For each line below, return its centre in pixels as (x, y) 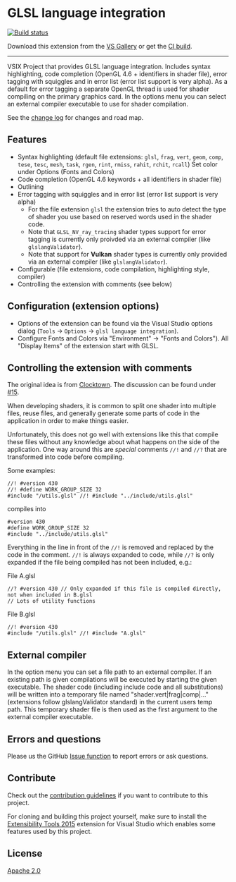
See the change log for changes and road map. (76, 117)
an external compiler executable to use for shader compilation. (98, 104)
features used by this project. (50, 831)
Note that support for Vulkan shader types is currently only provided (127, 254)
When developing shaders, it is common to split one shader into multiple (112, 406)
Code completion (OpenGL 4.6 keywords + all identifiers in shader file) (119, 179)
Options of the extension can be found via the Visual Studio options (115, 323)
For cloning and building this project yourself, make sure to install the (107, 816)
